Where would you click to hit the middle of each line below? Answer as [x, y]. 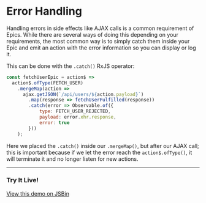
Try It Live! [22, 180]
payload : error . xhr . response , [78, 117]
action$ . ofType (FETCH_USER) [48, 83]
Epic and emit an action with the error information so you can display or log [101, 48]
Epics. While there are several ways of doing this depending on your [93, 34]
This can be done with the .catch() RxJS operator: [71, 66]
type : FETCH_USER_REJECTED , [75, 111]
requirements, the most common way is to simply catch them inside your [98, 41]
